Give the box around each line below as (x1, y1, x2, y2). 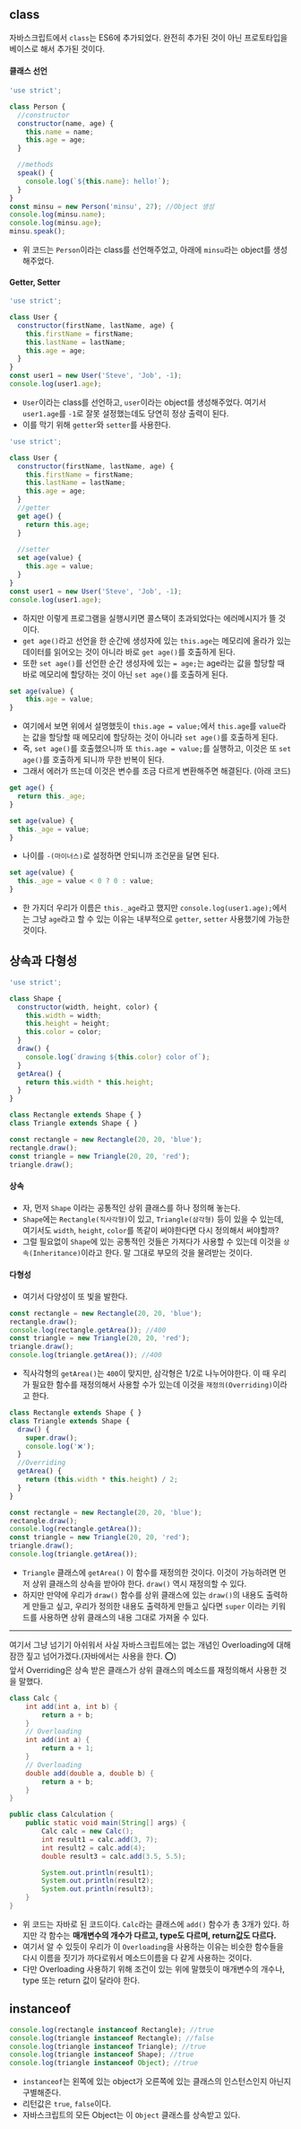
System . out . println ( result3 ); (41, 1885, 154, 1894)
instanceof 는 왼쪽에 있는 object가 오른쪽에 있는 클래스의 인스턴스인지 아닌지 (21, 2076, 291, 2087)
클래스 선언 (9, 66, 47, 76)
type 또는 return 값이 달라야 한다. (21, 1975, 141, 1985)
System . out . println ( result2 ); (41, 1876, 154, 1886)
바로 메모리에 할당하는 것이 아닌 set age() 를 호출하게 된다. (21, 669, 228, 679)
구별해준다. (21, 2087, 62, 2098)
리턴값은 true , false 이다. (21, 2098, 112, 2109)
